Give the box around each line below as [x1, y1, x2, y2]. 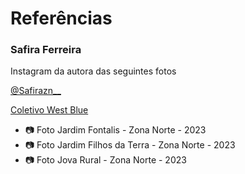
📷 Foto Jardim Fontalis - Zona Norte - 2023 [24, 124, 207, 136]
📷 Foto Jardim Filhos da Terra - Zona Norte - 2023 [24, 139, 236, 151]
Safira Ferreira [10, 43, 82, 57]
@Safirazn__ [10, 85, 62, 97]
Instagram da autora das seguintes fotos [10, 65, 177, 77]
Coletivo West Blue [10, 104, 89, 116]
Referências [10, 7, 113, 30]
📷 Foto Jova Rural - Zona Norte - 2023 [24, 154, 187, 166]
